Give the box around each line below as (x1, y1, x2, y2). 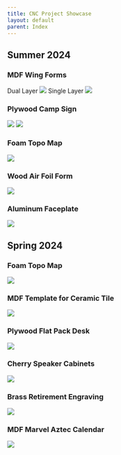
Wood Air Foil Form (7, 171, 73, 181)
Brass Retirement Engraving (7, 391, 104, 401)
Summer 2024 (7, 49, 71, 61)
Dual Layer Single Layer (7, 87, 84, 95)
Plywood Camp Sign (7, 104, 77, 114)
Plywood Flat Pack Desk (7, 326, 90, 336)
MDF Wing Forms (7, 70, 67, 80)
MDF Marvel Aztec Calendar (7, 425, 104, 435)
